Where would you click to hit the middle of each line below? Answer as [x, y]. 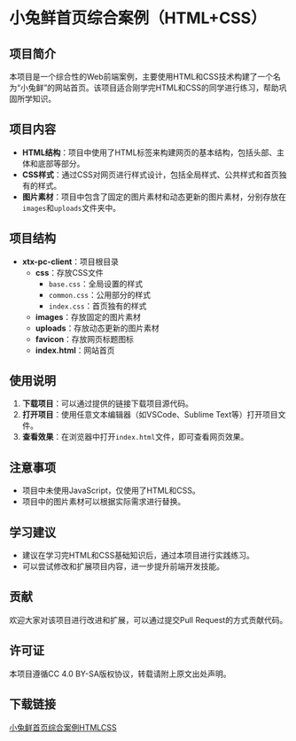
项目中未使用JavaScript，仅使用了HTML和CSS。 [111, 491]
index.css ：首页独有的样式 [97, 306]
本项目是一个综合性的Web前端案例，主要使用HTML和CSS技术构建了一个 [141, 77]
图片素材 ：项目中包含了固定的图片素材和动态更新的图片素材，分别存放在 [154, 197]
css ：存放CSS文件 [69, 272]
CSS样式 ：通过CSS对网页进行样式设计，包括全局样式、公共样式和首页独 [154, 175]
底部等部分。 [61, 163]
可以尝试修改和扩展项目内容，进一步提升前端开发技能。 [123, 566]
